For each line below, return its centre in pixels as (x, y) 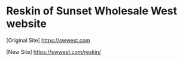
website (26, 24)
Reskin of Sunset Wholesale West (92, 11)
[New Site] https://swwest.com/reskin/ (54, 51)
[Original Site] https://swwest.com (48, 40)
